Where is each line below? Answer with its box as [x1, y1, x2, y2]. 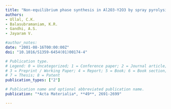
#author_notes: [5, 40, 38, 46]
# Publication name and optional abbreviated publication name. [5, 87, 145, 92]
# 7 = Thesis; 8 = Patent [5, 73, 60, 78]
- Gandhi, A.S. [5, 26, 38, 31]
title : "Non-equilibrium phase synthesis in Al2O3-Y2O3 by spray [5, 7, 147, 13]
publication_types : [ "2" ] [5, 78, 60, 83]
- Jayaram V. [5, 31, 33, 36]
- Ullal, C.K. [5, 17, 36, 22]
